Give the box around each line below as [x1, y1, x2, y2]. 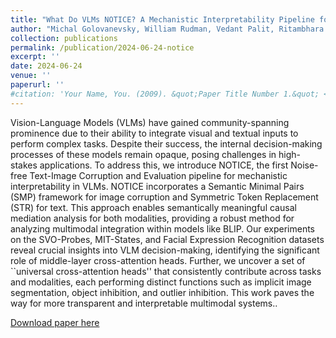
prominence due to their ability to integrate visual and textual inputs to [10, 127, 299, 139]
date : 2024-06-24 [10, 61, 83, 71]
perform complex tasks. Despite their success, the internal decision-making [10, 137, 323, 150]
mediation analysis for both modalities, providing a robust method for [10, 212, 295, 224]
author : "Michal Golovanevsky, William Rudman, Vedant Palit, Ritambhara [10, 24, 325, 34]
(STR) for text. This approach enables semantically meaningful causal [10, 201, 297, 213]
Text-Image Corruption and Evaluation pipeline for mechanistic [29, 169, 288, 181]
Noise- [290, 159, 319, 171]
